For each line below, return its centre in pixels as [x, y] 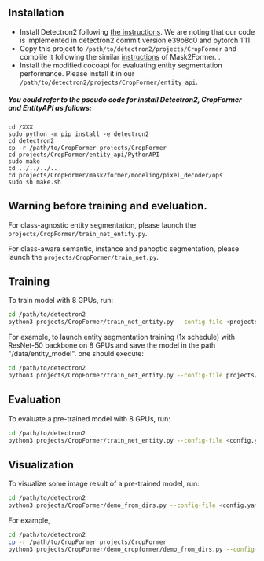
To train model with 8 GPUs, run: [61, 301]
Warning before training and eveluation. [108, 206]
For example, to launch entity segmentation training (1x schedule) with [122, 337]
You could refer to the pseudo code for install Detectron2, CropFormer [125, 100]
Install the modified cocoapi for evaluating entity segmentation [121, 65]
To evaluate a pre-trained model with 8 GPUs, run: [89, 418]
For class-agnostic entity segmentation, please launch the [102, 225]
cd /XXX [21, 127]
